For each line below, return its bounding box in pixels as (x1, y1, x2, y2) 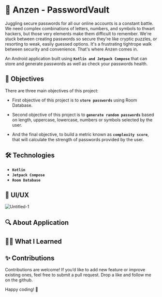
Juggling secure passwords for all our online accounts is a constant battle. (5, 20, 154, 26)
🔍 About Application (5, 218, 69, 227)
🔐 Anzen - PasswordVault (5, 4, 110, 16)
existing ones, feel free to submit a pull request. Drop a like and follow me (5, 272, 151, 278)
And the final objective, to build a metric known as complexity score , (12, 131, 149, 137)
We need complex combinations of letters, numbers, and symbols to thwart (5, 25, 155, 31)
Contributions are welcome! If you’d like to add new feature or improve (5, 266, 146, 272)
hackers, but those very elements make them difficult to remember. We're (5, 31, 152, 36)
